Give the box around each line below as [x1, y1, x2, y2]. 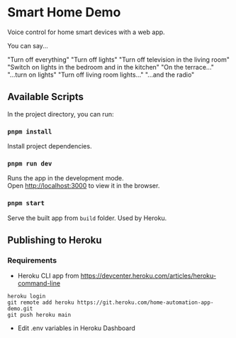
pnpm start [7, 200, 45, 207]
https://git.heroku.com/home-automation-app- [77, 299, 214, 306]
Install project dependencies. [7, 142, 92, 151]
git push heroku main [7, 312, 72, 319]
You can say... [7, 41, 48, 50]
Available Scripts [7, 91, 84, 103]
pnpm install [7, 127, 52, 136]
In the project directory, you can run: [7, 109, 114, 118]
